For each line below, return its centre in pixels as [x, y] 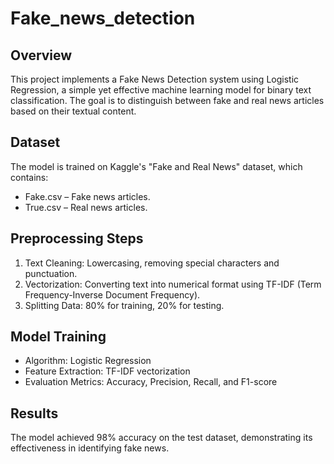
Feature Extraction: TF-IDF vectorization [107, 371]
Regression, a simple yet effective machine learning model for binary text [161, 90]
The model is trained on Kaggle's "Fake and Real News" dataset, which [156, 166]
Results [34, 413]
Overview [41, 55]
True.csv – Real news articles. [86, 207]
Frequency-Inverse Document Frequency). [112, 294]
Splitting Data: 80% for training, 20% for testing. [124, 305]
